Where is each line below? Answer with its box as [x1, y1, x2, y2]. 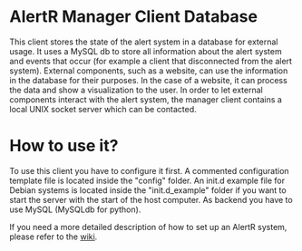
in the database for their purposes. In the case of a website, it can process [9, 74, 287, 85]
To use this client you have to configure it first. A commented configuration [9, 165, 289, 176]
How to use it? [9, 136, 119, 156]
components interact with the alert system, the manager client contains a [9, 93, 283, 105]
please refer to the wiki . [9, 231, 98, 242]
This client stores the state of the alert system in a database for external [9, 36, 278, 47]
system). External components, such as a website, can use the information [9, 65, 288, 76]
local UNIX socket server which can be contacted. [9, 103, 197, 114]
